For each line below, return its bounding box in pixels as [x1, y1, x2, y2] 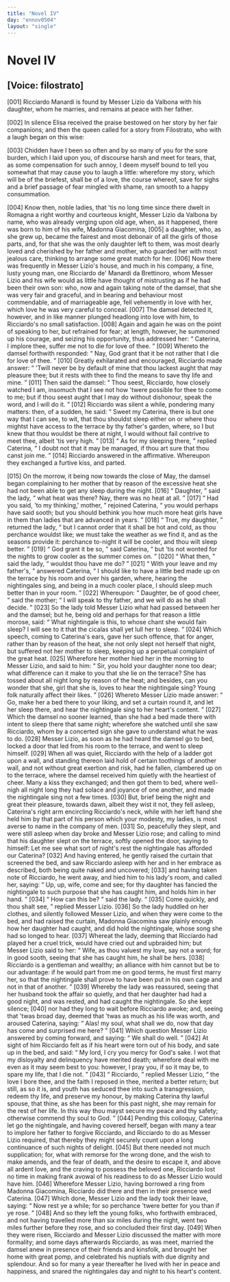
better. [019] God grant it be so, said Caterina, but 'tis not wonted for [7, 545, 218, 553]
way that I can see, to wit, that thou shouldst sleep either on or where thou [7, 415, 217, 423]
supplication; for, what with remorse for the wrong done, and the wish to [7, 1151, 211, 1159]
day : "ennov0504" [7, 16, 57, 23]
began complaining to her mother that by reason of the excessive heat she [7, 479, 218, 488]
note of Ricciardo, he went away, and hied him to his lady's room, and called [7, 873, 222, 882]
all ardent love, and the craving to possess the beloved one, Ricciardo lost [7, 1165, 216, 1174]
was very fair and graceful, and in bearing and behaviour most [7, 291, 183, 299]
